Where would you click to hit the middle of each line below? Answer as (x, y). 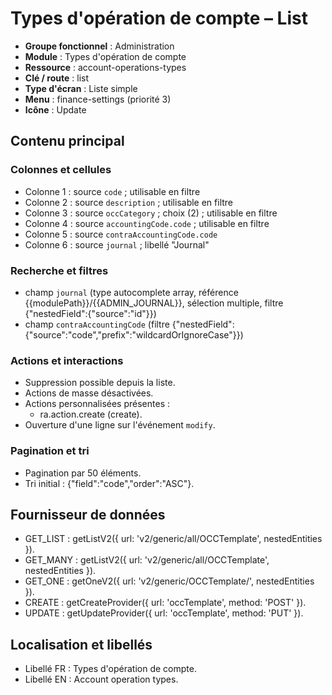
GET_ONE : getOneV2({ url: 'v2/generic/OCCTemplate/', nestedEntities (169, 581)
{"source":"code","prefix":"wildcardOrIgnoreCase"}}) (134, 334)
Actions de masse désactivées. (89, 393)
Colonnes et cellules (61, 170)
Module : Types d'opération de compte (105, 56)
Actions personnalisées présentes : (97, 404)
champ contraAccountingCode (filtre (97, 324)
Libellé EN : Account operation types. (101, 679)
